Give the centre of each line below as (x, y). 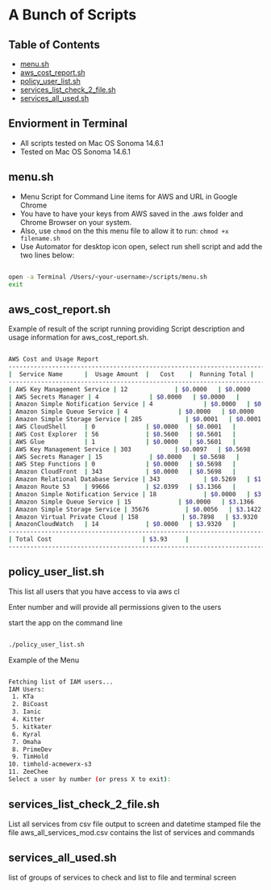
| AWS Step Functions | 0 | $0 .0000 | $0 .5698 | (122, 464)
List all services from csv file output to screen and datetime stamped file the (135, 824)
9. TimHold (30, 757)
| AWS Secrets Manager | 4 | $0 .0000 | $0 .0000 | (124, 397)
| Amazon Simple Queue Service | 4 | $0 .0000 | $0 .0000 (131, 412)
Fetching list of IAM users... (61, 682)
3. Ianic (27, 712)
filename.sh (40, 238)
